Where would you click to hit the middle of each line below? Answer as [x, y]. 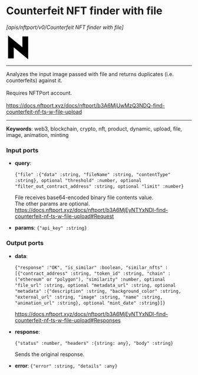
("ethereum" [29, 279]
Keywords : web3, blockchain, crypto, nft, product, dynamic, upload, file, [94, 129]
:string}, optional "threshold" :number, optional [78, 181]
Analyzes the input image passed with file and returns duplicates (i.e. [90, 74]
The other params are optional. [52, 204]
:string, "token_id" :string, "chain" [118, 273]
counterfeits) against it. [34, 80]
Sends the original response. [49, 354]
